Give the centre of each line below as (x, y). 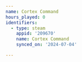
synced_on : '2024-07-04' (47, 45)
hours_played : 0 (25, 17)
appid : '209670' (36, 34)
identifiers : (22, 22)
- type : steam (28, 28)
